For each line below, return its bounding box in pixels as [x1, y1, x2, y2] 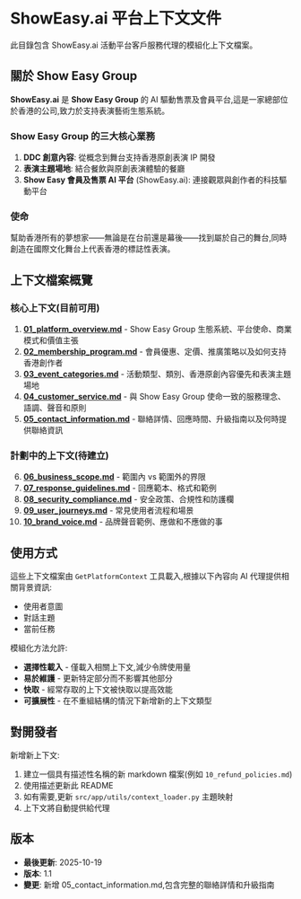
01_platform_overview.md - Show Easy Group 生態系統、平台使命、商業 [22, 324, 292, 335]
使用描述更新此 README [22, 780, 114, 790]
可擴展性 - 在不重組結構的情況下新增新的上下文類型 [22, 695, 213, 706]
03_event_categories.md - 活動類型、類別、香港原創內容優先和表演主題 [22, 369, 292, 380]
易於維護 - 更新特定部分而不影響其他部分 [22, 673, 174, 683]
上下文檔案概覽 [10, 272, 93, 287]
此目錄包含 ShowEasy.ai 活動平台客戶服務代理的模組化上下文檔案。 [10, 40, 258, 50]
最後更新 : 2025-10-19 [22, 857, 102, 868]
